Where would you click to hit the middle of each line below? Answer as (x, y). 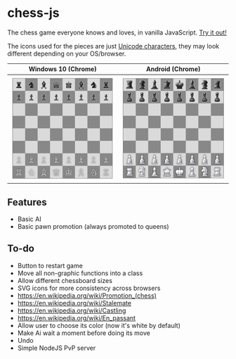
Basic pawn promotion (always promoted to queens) (93, 226)
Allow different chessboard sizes (65, 280)
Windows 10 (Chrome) (63, 69)
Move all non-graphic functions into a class (80, 273)
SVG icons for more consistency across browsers (89, 288)
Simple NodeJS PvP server (57, 348)
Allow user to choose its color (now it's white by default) (99, 325)
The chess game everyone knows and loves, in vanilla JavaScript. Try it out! (117, 32)
